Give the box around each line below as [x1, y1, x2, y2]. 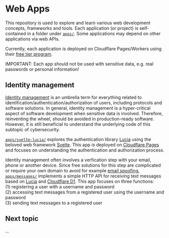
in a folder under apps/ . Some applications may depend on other [27, 30, 161, 36]
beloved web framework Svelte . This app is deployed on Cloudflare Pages [5, 141, 159, 148]
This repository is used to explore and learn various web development [5, 20, 151, 26]
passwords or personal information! [5, 66, 79, 72]
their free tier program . [5, 51, 53, 57]
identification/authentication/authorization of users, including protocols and [5, 100, 162, 106]
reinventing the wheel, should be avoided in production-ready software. [5, 116, 155, 122]
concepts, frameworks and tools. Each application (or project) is [5, 25, 139, 31]
